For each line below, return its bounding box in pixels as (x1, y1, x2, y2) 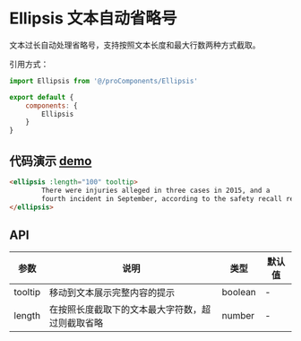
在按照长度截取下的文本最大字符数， (48, 303, 202, 316)
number (221, 310, 255, 322)
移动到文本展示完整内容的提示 (48, 286, 176, 299)
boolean (221, 286, 257, 299)
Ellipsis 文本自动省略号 (9, 8, 177, 29)
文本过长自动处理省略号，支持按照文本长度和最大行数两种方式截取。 (9, 39, 261, 50)
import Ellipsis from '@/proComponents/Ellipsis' (9, 76, 199, 85)
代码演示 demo (9, 153, 92, 169)
